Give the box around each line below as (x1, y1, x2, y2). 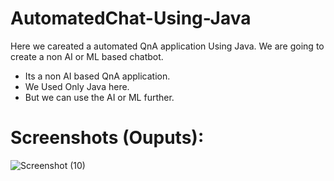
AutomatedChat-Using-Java (10, 7, 252, 30)
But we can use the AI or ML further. (24, 91, 175, 103)
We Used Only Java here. (24, 80, 130, 92)
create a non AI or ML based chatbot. (10, 50, 164, 62)
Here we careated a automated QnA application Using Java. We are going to (10, 40, 325, 52)
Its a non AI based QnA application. (24, 70, 171, 82)
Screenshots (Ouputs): (10, 127, 205, 149)
